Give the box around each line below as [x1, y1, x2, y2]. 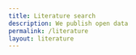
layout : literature [8, 34, 74, 43]
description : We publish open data [8, 19, 129, 27]
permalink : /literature [8, 27, 89, 35]
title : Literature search [8, 11, 96, 20]
